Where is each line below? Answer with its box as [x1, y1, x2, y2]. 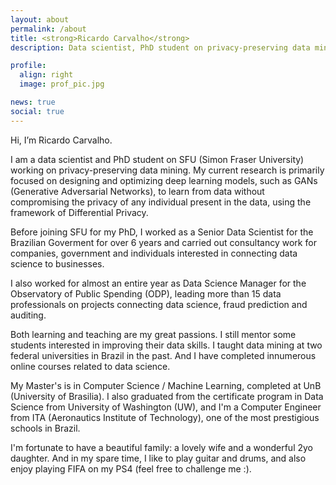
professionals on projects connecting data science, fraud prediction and [10, 298, 308, 310]
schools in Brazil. [10, 422, 81, 434]
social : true [10, 106, 65, 116]
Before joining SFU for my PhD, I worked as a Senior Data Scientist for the [10, 226, 314, 238]
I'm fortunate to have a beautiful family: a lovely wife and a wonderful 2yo [10, 441, 313, 453]
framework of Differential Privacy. [10, 206, 149, 218]
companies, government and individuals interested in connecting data [10, 247, 298, 259]
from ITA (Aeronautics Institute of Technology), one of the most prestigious [10, 411, 320, 423]
